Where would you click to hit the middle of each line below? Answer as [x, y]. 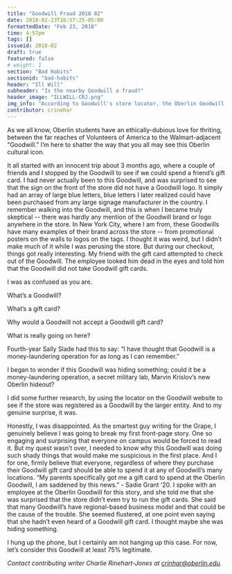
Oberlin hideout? [31, 384]
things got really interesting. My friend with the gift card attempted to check [115, 253]
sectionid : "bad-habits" [43, 78]
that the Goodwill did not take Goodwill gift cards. [78, 268]
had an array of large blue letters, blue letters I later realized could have [109, 195]
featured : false [30, 59]
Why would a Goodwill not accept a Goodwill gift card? [86, 322]
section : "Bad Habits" [40, 71]
